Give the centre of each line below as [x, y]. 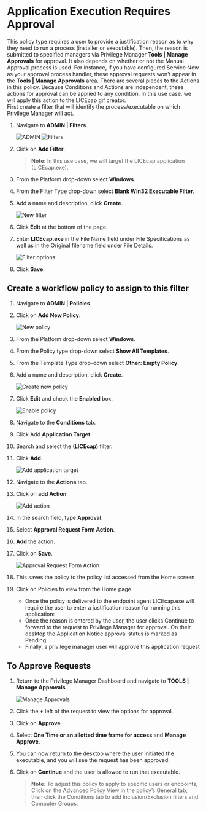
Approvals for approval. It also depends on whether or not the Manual [96, 61]
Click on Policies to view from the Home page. [74, 589]
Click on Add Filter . [40, 149]
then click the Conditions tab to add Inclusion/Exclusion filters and [115, 796]
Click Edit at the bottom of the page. [62, 227]
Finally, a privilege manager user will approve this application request [112, 646]
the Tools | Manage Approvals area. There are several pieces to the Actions [103, 81]
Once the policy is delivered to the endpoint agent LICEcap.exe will [109, 601]
